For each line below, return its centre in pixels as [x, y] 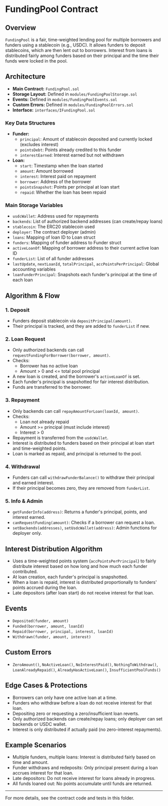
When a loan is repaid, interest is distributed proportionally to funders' [84, 582]
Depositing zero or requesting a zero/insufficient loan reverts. [76, 713]
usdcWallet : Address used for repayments [55, 216]
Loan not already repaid [44, 422]
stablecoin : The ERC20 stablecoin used [53, 227]
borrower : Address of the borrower [55, 182]
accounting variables [34, 269]
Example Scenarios [36, 745]
